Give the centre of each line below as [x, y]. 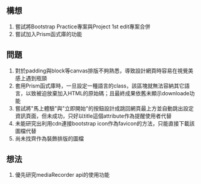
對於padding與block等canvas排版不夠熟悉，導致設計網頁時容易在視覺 [101, 71]
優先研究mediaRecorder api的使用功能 [62, 175]
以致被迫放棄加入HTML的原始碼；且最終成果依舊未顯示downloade [107, 93]
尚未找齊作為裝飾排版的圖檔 [49, 138]
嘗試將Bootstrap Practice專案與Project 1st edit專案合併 [82, 27]
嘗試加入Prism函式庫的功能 [48, 34]
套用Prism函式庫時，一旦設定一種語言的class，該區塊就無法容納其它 [100, 86]
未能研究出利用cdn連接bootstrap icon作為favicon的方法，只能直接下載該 [105, 123]
